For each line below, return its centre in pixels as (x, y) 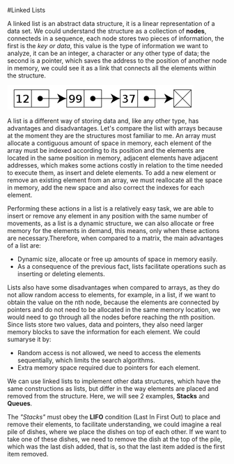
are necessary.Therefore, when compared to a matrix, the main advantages (116, 238)
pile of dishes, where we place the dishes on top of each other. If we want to (117, 432)
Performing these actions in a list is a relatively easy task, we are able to (110, 208)
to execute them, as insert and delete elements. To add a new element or (112, 173)
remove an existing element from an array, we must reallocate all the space (115, 180)
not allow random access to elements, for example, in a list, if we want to (111, 295)
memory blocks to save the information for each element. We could (104, 332)
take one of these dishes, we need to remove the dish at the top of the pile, (115, 439)
